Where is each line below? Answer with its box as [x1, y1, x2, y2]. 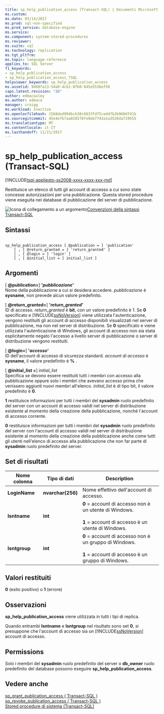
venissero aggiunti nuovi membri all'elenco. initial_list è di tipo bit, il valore [5, 383, 154, 388]
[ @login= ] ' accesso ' [5, 347, 49, 353]
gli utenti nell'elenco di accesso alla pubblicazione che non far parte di [5, 438, 147, 444]
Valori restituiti [5, 574, 51, 582]
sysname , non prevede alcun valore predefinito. [5, 292, 102, 298]
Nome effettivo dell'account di [82, 486, 152, 493]
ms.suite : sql [5, 43, 34, 48]
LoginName [7, 489, 35, 496]
